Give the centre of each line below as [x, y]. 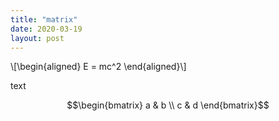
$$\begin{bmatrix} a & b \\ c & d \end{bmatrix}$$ [168, 105]
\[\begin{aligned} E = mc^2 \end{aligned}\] [98, 67]
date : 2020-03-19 [46, 29]
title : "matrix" [44, 19]
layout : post [37, 38]
